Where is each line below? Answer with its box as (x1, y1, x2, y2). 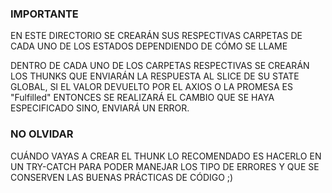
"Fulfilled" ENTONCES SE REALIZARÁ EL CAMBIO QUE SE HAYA (10, 92, 275, 104)
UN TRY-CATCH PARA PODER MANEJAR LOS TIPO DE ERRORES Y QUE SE (10, 160, 320, 172)
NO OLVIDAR (10, 127, 74, 141)
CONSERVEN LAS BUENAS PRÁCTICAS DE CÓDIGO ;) (10, 171, 234, 183)
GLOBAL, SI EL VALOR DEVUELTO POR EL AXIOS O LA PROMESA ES (10, 81, 294, 93)
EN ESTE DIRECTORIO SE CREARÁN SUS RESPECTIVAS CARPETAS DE (10, 30, 303, 42)
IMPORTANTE (10, 7, 79, 21)
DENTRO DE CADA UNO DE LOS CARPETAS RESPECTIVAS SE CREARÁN (10, 60, 310, 72)
